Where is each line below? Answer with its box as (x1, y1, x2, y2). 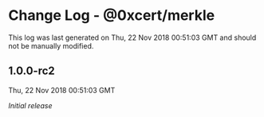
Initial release (8, 100, 53, 110)
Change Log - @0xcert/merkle (8, 6, 215, 25)
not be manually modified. (8, 41, 94, 50)
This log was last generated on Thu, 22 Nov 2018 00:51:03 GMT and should (8, 33, 257, 42)
